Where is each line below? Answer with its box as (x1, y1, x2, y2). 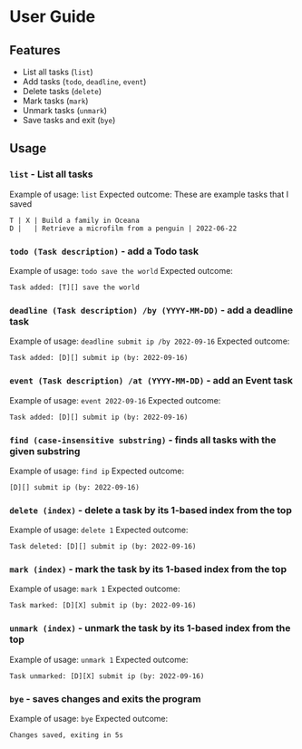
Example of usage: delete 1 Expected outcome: (9, 524, 189, 536)
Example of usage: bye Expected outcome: (9, 714, 169, 725)
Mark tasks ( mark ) (22, 95, 89, 106)
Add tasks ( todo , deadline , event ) (22, 76, 147, 87)
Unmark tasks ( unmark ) (22, 105, 107, 115)
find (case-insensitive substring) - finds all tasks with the (9, 433, 277, 446)
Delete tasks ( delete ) (22, 86, 102, 96)
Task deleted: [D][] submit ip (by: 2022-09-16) (9, 542, 197, 551)
